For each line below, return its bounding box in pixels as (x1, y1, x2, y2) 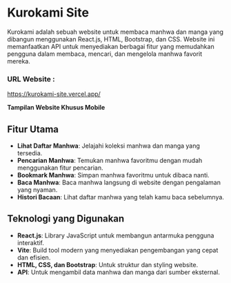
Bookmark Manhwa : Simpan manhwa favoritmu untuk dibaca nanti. (17, 171, 210, 179)
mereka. (7, 57, 31, 65)
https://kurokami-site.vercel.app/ (7, 90, 101, 98)
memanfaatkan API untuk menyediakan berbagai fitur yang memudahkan (7, 42, 215, 50)
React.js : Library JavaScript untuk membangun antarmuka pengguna (17, 231, 214, 240)
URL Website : (7, 74, 55, 84)
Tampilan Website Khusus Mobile (7, 104, 106, 112)
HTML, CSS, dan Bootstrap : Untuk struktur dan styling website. (17, 260, 199, 269)
